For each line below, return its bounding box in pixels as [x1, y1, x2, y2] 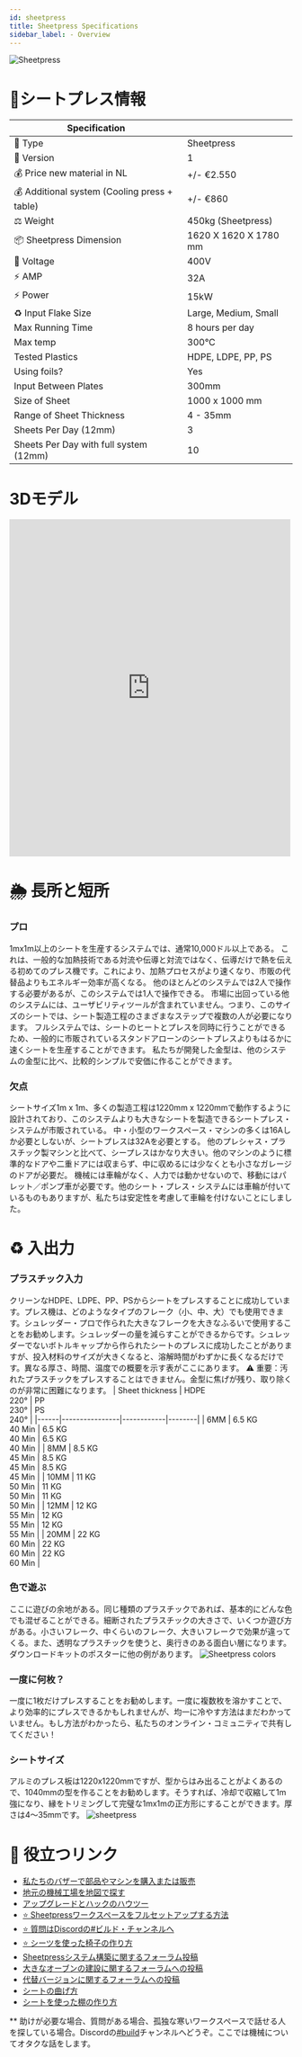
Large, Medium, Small [187, 307, 279, 319]
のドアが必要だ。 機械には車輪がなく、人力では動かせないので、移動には [9, 1170, 279, 1181]
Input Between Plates [13, 380, 103, 392]
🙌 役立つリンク [9, 1845, 119, 1865]
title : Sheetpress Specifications [9, 22, 139, 31]
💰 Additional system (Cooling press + [13, 185, 173, 198]
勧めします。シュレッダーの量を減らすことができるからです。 [32, 1328, 259, 1339]
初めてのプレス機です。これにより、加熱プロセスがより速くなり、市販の [16, 965, 283, 976]
